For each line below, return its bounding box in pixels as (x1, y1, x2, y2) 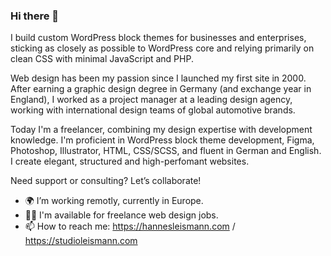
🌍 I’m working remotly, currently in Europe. (24, 195, 204, 207)
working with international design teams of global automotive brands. (10, 104, 296, 116)
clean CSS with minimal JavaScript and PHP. (10, 53, 194, 65)
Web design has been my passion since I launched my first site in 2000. (10, 72, 307, 84)
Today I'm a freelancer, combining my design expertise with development (10, 124, 313, 136)
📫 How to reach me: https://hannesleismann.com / (24, 220, 236, 233)
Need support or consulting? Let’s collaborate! (10, 175, 202, 187)
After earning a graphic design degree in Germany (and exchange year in (10, 83, 312, 95)
